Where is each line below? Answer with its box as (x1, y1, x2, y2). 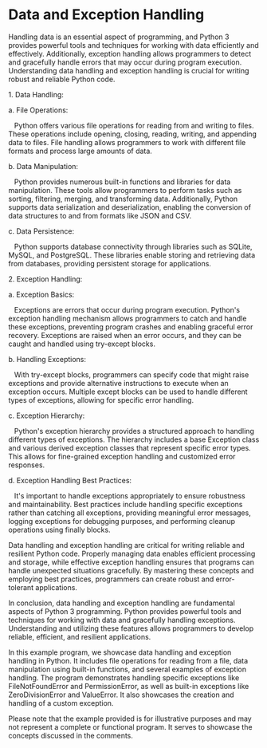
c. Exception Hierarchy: (8, 411, 85, 420)
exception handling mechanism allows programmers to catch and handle (8, 313, 247, 323)
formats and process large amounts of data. (8, 146, 153, 156)
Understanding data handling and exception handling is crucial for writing (8, 65, 249, 75)
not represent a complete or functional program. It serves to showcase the (8, 722, 253, 731)
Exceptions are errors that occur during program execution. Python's (14, 305, 241, 314)
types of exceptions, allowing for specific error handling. (8, 395, 194, 404)
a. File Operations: (8, 105, 69, 115)
